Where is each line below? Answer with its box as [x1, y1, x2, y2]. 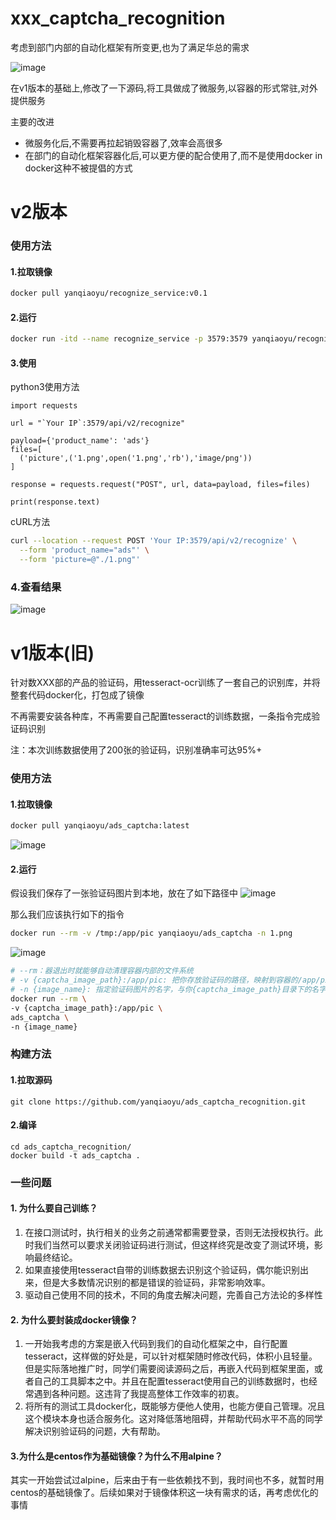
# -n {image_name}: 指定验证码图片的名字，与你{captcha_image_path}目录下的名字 [10, 985, 327, 995]
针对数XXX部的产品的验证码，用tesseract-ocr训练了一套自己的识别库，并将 [10, 677, 321, 689]
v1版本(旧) [10, 642, 95, 664]
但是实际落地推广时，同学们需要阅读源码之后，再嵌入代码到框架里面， [24, 1363, 315, 1375]
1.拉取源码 [10, 1073, 53, 1086]
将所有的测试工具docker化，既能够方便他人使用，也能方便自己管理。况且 [24, 1400, 326, 1412]
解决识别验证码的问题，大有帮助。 [24, 1425, 166, 1437]
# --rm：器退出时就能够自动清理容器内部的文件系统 [10, 966, 194, 976]
